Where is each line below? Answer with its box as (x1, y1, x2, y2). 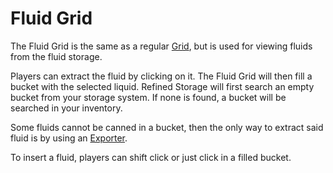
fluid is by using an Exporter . (10, 132, 128, 144)
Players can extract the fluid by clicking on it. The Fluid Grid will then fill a (10, 70, 313, 82)
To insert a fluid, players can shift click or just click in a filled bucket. (10, 151, 292, 163)
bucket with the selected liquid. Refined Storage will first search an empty (10, 80, 315, 92)
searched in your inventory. (10, 102, 123, 114)
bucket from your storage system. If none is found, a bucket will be (10, 91, 287, 103)
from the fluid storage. (10, 50, 103, 62)
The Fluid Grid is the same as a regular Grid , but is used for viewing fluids (10, 40, 313, 52)
